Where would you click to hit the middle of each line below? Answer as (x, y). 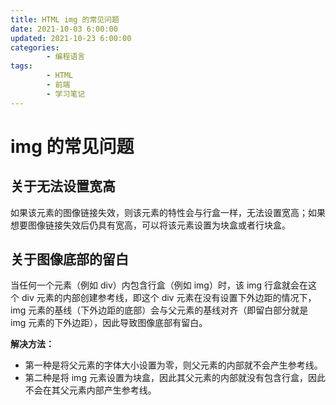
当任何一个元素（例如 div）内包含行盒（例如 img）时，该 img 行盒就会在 (159, 285)
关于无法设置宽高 (63, 186)
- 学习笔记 (66, 94)
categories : (35, 47)
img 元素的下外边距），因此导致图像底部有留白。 (109, 323)
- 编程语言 (66, 57)
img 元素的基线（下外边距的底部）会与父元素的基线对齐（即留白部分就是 (159, 310)
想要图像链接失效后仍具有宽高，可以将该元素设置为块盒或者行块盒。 (150, 225)
